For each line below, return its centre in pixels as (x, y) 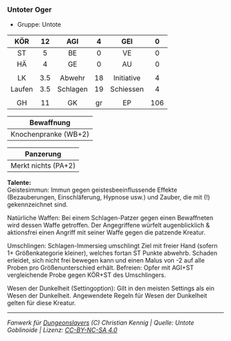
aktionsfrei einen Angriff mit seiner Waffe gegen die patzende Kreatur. (107, 232)
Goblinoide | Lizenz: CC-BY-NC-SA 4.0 (63, 330)
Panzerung (43, 154)
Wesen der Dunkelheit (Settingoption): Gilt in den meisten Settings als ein (111, 288)
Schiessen (127, 89)
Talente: (19, 183)
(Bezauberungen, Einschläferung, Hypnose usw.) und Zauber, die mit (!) (109, 197)
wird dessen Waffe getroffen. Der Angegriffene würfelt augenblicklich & (109, 225)
